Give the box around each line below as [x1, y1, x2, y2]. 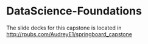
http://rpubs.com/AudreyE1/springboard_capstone [6, 30, 133, 37]
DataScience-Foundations [6, 4, 142, 18]
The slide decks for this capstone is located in [6, 24, 122, 31]
